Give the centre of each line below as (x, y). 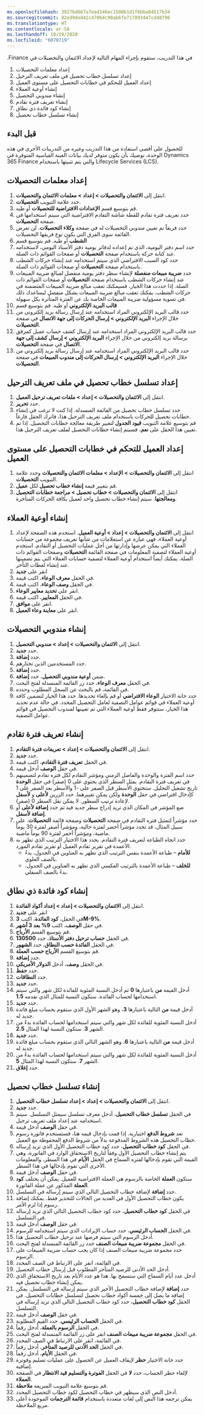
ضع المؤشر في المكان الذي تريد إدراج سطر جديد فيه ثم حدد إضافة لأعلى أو (100, 807)
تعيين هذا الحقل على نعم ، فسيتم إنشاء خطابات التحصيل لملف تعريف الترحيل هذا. (106, 429)
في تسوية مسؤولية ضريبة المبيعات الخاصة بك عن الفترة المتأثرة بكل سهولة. (101, 298)
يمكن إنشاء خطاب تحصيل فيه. (49, 1282)
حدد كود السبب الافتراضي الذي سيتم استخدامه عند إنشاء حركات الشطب (97, 260)
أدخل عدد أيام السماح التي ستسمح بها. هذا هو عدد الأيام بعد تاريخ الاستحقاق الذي (106, 1276)
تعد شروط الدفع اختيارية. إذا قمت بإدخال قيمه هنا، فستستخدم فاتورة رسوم (99, 1134)
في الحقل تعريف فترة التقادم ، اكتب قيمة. (62, 762)
